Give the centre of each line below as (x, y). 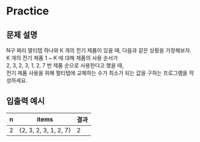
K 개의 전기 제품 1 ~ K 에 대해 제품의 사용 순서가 (62, 58)
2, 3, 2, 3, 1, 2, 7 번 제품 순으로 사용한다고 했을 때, (65, 65)
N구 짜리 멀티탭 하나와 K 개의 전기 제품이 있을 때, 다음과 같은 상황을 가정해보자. (99, 50)
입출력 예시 (26, 101)
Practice (28, 11)
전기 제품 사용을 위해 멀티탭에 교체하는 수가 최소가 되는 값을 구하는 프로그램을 (97, 73)
